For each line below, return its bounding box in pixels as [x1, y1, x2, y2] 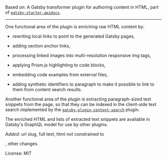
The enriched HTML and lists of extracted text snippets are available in [5, 116, 150, 122]
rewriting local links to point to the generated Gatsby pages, [12, 33, 135, 39]
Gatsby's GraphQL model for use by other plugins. [5, 121, 108, 127]
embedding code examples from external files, [12, 72, 108, 77]
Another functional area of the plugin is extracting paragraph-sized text [5, 96, 152, 102]
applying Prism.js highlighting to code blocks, [12, 62, 106, 68]
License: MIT [5, 151, 32, 156]
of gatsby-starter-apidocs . [5, 9, 61, 15]
